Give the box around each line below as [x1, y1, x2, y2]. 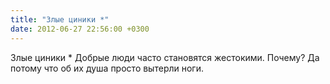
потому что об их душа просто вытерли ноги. [10, 62, 204, 74]
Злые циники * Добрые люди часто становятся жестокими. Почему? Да [10, 51, 320, 63]
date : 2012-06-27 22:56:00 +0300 [10, 24, 150, 34]
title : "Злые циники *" [10, 14, 110, 25]
